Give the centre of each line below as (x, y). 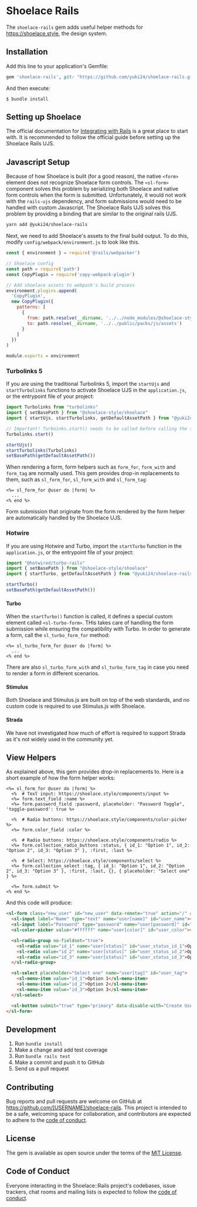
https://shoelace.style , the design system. (57, 33)
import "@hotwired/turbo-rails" (45, 563)
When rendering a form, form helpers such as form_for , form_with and (91, 467)
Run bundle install (38, 1044)
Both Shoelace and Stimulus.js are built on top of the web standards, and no (98, 700)
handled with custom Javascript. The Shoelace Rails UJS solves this (89, 208)
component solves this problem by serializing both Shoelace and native (92, 189)
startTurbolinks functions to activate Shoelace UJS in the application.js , (96, 390)
